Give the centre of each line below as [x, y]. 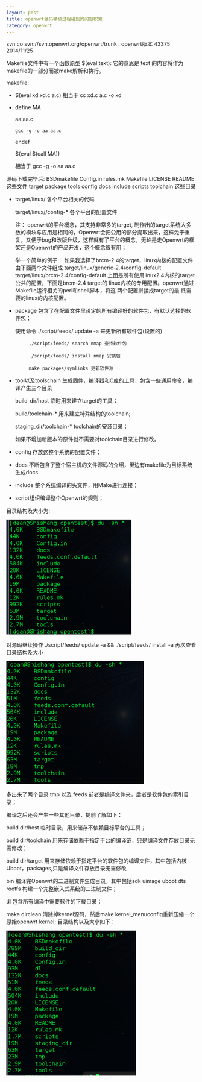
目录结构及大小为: [28, 511]
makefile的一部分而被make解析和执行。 [55, 71]
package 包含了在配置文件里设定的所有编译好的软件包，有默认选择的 [100, 311]
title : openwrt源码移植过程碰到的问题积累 [54, 19]
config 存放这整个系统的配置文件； [58, 452]
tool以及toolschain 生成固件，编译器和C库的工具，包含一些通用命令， [101, 380]
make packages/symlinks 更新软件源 [71, 369]
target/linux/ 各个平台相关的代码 [55, 200]
